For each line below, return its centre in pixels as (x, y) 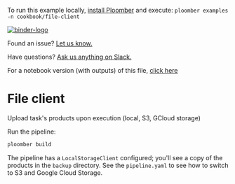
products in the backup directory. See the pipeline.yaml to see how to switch (118, 165)
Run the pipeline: (32, 132)
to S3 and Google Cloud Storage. (55, 172)
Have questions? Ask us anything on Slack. (69, 57)
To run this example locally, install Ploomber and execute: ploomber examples (118, 10)
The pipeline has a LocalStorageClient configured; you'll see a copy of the (115, 157)
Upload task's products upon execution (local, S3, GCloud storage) (104, 118)
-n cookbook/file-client (43, 17)
